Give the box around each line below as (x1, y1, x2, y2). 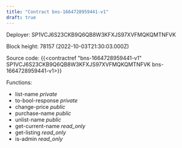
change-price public (14, 103, 66, 110)
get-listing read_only (14, 129, 66, 136)
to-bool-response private (14, 97, 78, 104)
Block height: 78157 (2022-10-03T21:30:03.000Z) (6, 43, 129, 50)
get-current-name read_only (14, 122, 86, 129)
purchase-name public (14, 109, 71, 117)
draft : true (6, 14, 36, 20)
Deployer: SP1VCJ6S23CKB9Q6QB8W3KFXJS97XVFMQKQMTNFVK (6, 31, 176, 38)
